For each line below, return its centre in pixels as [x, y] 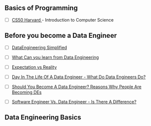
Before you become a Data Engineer [61, 36]
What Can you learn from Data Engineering [55, 57]
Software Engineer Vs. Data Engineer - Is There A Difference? [74, 102]
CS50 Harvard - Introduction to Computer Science [63, 20]
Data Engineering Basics [43, 117]
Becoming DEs [27, 92]
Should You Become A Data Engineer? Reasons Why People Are [76, 87]
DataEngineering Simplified [39, 47]
